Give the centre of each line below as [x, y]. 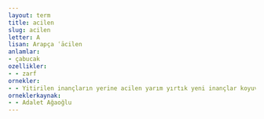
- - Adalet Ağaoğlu [40, 103]
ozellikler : [27, 67]
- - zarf [22, 74]
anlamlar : [24, 52]
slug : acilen [29, 30]
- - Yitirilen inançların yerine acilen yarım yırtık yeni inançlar [123, 88]
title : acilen [31, 23]
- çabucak [24, 59]
